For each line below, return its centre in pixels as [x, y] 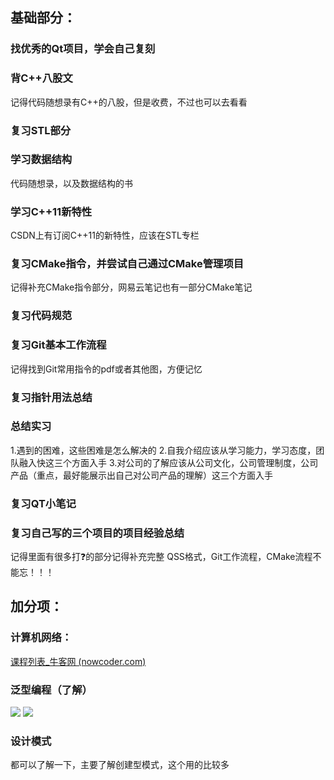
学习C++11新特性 [51, 211]
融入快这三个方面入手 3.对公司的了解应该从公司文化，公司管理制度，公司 [168, 462]
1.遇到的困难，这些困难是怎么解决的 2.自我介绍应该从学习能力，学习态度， [163, 450]
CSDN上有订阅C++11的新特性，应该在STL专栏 [105, 235]
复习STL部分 [41, 130]
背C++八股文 [41, 78]
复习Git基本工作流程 [58, 345]
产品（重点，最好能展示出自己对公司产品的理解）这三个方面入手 [141, 475]
